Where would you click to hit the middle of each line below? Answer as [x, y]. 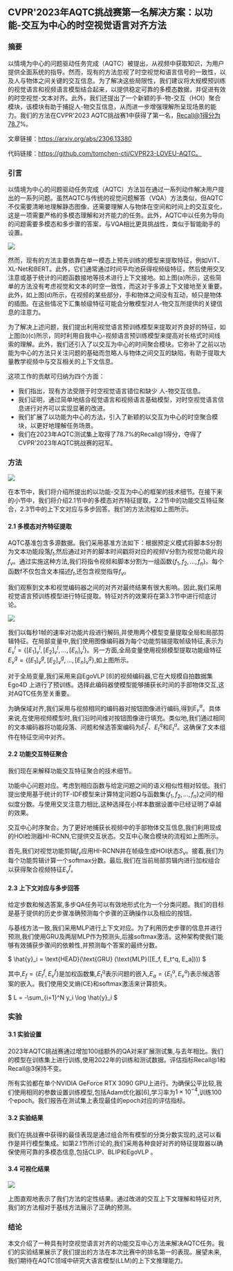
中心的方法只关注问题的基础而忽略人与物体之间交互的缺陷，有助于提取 [120, 352]
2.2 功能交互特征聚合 [38, 754]
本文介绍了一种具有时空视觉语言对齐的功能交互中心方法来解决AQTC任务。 [113, 1243]
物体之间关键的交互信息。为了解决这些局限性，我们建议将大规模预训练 [126, 80]
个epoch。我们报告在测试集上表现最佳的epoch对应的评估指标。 [99, 1101]
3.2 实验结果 [26, 1117]
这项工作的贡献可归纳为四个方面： [56, 376]
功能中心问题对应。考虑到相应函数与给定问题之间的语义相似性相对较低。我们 [117, 785]
